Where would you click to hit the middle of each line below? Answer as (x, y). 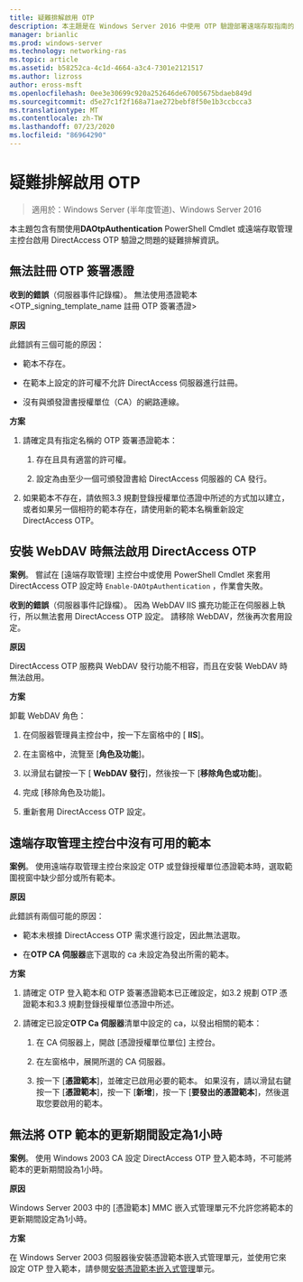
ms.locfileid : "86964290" (58, 135)
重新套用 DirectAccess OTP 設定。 (86, 812)
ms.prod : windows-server (56, 43)
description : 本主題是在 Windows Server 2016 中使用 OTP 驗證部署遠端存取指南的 (152, 26)
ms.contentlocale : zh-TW (56, 118)
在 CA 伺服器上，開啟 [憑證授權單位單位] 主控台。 (128, 1043)
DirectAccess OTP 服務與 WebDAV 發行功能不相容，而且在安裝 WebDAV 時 (149, 666)
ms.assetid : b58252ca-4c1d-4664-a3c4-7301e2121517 (106, 69)
